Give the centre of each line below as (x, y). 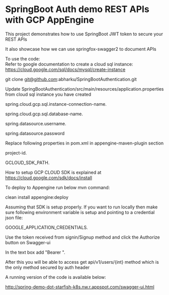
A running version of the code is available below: (56, 277)
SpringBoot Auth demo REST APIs (77, 9)
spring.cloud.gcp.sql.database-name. (44, 114)
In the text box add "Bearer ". (35, 252)
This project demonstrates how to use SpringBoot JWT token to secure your (84, 34)
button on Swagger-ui (28, 242)
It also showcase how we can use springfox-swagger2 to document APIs (81, 49)
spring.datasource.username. (36, 123)
